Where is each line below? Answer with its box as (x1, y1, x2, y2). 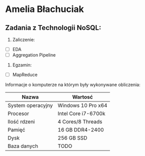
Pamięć (7, 126, 25, 133)
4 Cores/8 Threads (57, 118, 102, 125)
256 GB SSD (57, 134, 87, 141)
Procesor (7, 110, 29, 117)
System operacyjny (7, 102, 53, 109)
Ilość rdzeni (7, 118, 35, 125)
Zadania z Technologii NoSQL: (5, 23, 101, 32)
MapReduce (12, 71, 37, 78)
